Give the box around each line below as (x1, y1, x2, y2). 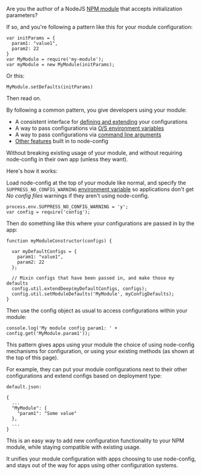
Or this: (6, 72, 25, 79)
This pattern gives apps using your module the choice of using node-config (6, 341, 195, 348)
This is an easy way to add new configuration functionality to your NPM (6, 437, 184, 444)
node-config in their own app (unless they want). (6, 156, 128, 163)
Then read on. (6, 95, 42, 102)
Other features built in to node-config (15, 138, 109, 144)
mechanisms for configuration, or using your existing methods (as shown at (6, 348, 195, 354)
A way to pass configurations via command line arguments (15, 131, 161, 138)
